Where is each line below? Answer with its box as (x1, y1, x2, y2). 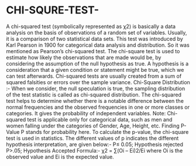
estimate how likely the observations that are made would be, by (6, 54, 161, 61)
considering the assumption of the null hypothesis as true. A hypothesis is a (6, 60, 189, 67)
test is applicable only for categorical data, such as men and (27, 116, 173, 123)
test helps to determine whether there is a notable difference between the (6, 97, 184, 104)
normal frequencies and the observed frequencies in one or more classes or (6, 103, 190, 110)
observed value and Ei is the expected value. (6, 153, 114, 160)
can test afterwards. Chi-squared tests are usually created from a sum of (6, 72, 182, 79)
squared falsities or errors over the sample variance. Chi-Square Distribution (6, 78, 190, 85)
